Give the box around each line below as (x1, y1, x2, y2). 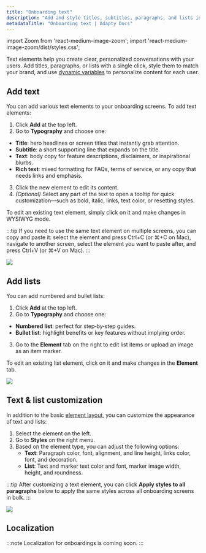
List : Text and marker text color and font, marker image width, (24, 462, 181, 470)
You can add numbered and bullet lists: (6, 292, 105, 299)
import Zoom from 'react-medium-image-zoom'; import (6, 37, 147, 45)
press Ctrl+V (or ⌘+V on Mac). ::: (6, 246, 91, 254)
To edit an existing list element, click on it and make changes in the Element (6, 359, 198, 367)
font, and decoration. (24, 456, 78, 463)
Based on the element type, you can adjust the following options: (15, 443, 180, 450)
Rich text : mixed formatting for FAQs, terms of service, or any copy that (15, 166, 196, 173)
